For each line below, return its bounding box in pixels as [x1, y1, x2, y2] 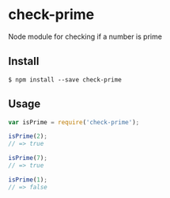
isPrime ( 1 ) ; [8, 176, 47, 184]
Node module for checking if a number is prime [8, 32, 162, 41]
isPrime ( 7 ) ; [8, 154, 47, 162]
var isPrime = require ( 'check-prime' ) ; [8, 118, 140, 126]
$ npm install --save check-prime [8, 75, 123, 84]
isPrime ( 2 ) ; [8, 132, 47, 140]
